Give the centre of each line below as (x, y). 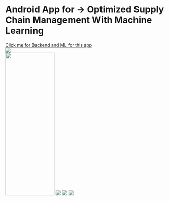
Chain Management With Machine (79, 20)
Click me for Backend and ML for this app (49, 45)
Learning (25, 31)
